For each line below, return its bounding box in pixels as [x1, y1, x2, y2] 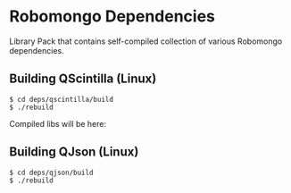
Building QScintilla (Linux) [9, 71, 157, 87]
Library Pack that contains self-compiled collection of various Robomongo [9, 36, 283, 46]
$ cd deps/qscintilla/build [9, 95, 114, 104]
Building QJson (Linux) [9, 145, 139, 160]
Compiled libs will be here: [9, 118, 107, 129]
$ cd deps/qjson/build [9, 168, 94, 177]
